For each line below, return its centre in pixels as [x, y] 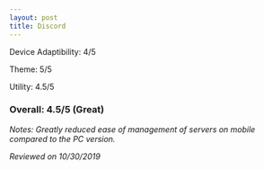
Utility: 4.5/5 [32, 86]
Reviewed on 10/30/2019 [55, 156]
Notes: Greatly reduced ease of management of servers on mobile [132, 129]
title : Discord [38, 26]
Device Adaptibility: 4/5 [53, 51]
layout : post [34, 18]
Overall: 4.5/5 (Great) [57, 110]
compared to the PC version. [62, 139]
